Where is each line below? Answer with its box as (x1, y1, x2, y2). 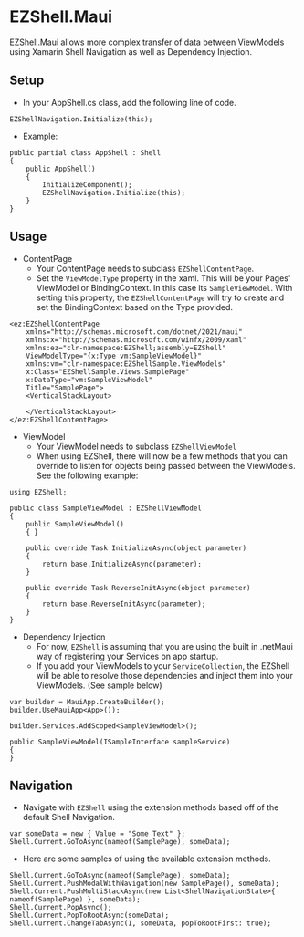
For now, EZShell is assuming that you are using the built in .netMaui (36, 640, 294, 651)
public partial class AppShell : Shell (9, 148, 162, 157)
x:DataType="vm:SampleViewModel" (26, 375, 153, 384)
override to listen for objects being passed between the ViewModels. (36, 460, 297, 471)
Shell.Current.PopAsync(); (9, 903, 112, 912)
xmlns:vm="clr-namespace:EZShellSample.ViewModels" (26, 359, 226, 369)
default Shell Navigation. (22, 812, 116, 823)
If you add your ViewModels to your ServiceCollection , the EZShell (36, 660, 290, 672)
